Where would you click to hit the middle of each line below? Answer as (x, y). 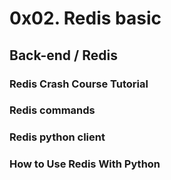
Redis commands (52, 110)
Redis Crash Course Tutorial (79, 84)
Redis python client (57, 137)
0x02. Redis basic (85, 18)
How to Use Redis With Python (85, 164)
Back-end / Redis (63, 55)
